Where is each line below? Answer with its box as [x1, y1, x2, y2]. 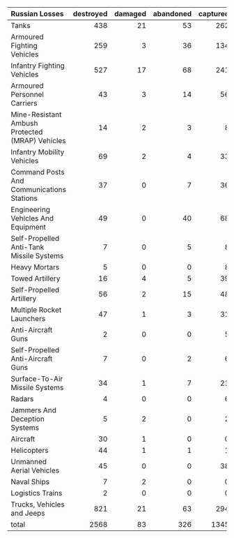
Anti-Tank [10, 242, 45, 252]
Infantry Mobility [10, 147, 65, 156]
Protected [10, 127, 43, 137]
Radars [10, 394, 34, 403]
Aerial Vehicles [10, 465, 60, 475]
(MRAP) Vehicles [10, 136, 66, 145]
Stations [10, 193, 38, 203]
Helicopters [10, 446, 49, 455]
